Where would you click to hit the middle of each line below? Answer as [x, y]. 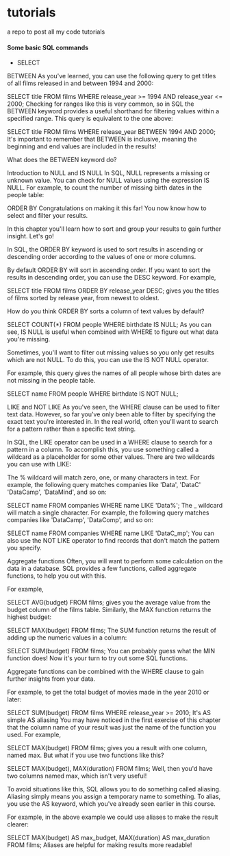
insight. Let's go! [31, 236]
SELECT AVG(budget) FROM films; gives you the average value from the [109, 602]
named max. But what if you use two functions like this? [86, 755]
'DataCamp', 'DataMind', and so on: [57, 492]
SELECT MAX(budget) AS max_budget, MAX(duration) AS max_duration [108, 838]
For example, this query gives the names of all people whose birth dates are [114, 373]
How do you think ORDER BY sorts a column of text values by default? [106, 311]
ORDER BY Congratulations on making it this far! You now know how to [107, 208]
